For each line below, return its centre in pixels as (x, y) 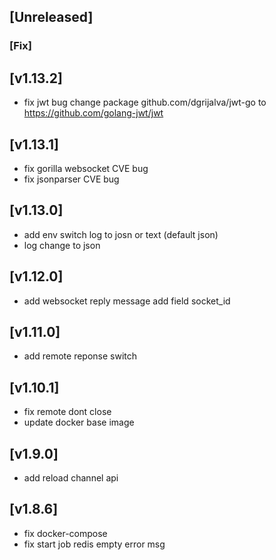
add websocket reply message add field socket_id (127, 301)
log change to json (62, 245)
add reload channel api (71, 478)
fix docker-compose (65, 533)
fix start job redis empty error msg (94, 544)
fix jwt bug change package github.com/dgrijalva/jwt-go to (145, 102)
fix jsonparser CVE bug (71, 179)
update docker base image (79, 422)
